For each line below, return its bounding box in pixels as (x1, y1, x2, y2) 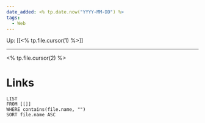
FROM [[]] (6, 101, 32, 107)
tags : (6, 15, 20, 21)
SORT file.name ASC (6, 112, 56, 118)
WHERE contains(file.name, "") (6, 107, 86, 113)
